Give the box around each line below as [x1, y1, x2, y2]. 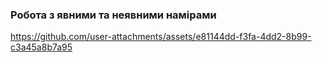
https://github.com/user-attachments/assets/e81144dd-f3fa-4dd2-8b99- [10, 31, 312, 43]
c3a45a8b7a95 [10, 41, 73, 53]
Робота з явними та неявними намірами [10, 8, 217, 22]
